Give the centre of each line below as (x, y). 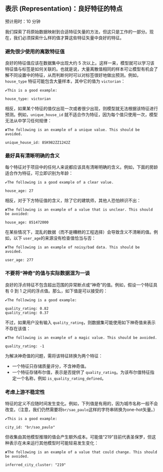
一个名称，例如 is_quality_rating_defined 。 (61, 378)
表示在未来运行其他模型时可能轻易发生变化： (54, 443)
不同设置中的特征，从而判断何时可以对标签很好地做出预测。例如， (75, 75)
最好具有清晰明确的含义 (32, 156)
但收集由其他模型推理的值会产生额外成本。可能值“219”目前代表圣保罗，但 (78, 437)
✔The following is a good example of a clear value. (59, 183)
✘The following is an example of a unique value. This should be (72, 130)
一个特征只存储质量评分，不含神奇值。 (50, 366)
